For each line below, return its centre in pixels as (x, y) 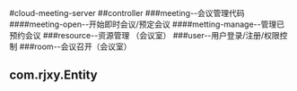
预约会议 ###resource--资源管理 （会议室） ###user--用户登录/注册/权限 (144, 35)
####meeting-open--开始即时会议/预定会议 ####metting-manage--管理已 (147, 24)
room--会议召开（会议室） (83, 46)
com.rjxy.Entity (54, 75)
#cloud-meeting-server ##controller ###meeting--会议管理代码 (127, 13)
